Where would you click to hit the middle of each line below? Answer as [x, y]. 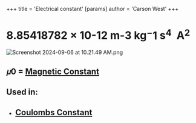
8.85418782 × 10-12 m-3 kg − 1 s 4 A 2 [98, 35]
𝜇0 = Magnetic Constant [53, 71]
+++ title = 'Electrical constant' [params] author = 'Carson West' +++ [93, 9]
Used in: [22, 92]
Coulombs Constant [54, 112]
